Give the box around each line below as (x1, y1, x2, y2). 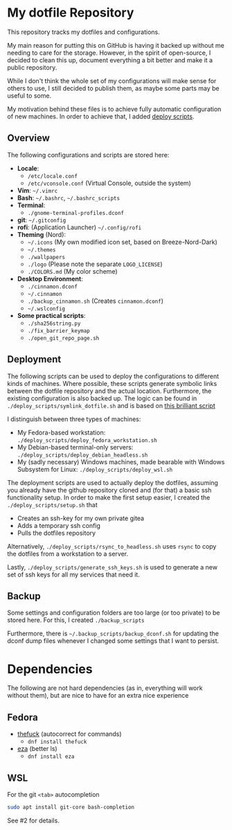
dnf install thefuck (27, 739, 87, 745)
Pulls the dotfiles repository (17, 529, 96, 537)
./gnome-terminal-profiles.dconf (27, 209, 125, 216)
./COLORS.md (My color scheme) (27, 267, 118, 275)
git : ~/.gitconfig (17, 215, 66, 224)
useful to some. (7, 91, 52, 100)
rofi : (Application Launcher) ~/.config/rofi (17, 223, 142, 231)
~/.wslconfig (27, 305, 66, 312)
